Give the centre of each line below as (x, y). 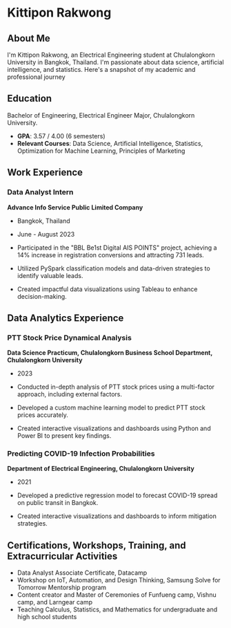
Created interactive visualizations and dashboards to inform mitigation (117, 516)
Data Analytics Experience (66, 318)
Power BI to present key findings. (64, 436)
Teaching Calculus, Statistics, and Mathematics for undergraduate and (117, 609)
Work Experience (45, 173)
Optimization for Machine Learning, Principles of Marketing (101, 151)
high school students (47, 617)
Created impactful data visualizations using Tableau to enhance (107, 289)
